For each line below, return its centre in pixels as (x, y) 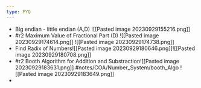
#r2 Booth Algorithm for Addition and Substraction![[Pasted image (97, 61)
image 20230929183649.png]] (76, 74)
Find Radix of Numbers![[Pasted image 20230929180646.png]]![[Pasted (105, 48)
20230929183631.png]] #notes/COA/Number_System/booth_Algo (97, 68)
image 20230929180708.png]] (53, 54)
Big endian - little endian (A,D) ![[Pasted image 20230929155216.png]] (103, 29)
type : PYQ (19, 12)
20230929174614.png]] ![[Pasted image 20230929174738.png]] (94, 42)
